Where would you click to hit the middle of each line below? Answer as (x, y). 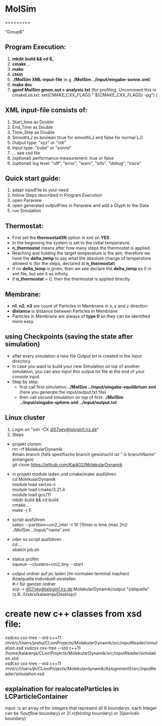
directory (21, 361)
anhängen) (23, 459)
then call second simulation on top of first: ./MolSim (71, 397)
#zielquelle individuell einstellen (44, 578)
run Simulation (26, 211)
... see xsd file (26, 153)
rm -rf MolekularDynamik (37, 449)
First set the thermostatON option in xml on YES (61, 238)
